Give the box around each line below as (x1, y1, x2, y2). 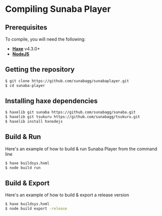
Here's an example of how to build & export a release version (5, 192, 129, 198)
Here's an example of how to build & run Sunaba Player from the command (5, 146, 158, 152)
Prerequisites (5, 23, 47, 32)
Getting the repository (5, 65, 75, 74)
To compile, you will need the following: (5, 36, 86, 42)
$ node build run (5, 165, 41, 170)
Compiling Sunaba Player (5, 3, 111, 15)
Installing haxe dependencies (5, 96, 98, 105)
